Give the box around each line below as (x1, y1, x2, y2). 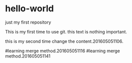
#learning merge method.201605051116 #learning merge (5, 48, 120, 54)
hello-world (5, 3, 54, 14)
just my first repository (5, 19, 51, 25)
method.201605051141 (5, 53, 51, 59)
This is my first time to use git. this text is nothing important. (5, 29, 128, 34)
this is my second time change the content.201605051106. (5, 38, 124, 44)
